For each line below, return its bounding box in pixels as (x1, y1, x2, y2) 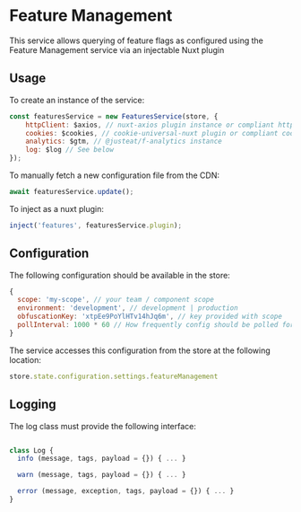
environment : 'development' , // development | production (17, 304, 239, 313)
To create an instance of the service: (9, 94, 145, 105)
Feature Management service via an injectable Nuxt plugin (9, 44, 225, 55)
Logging (9, 397, 56, 412)
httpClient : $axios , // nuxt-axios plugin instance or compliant (25, 120, 275, 129)
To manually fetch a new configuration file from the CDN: (9, 170, 219, 181)
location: (9, 354, 42, 365)
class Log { (9, 446, 54, 455)
